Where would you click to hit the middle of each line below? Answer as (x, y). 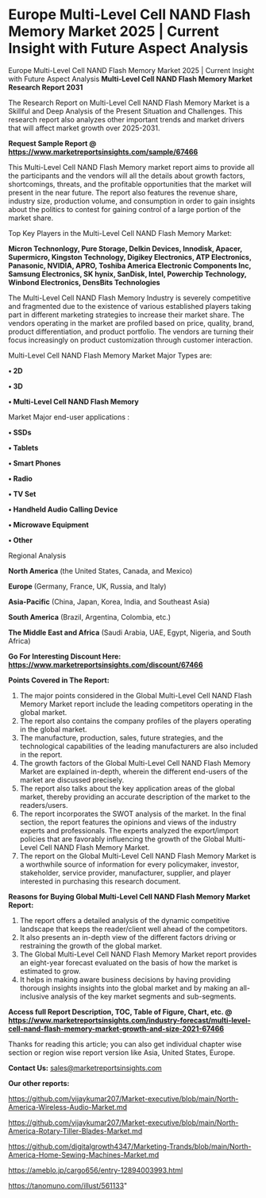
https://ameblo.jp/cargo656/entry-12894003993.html (96, 1170)
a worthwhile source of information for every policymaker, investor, (129, 864)
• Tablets (23, 447)
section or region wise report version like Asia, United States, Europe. (122, 1052)
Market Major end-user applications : (69, 417)
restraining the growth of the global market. (91, 945)
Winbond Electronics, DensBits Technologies (84, 282)
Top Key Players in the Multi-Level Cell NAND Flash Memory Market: (120, 233)
